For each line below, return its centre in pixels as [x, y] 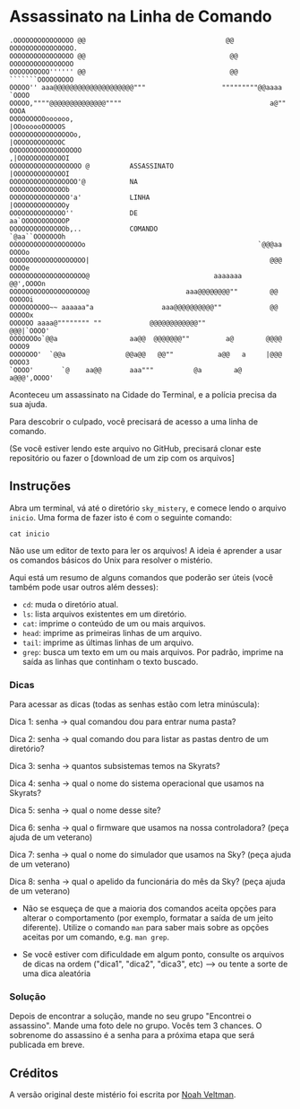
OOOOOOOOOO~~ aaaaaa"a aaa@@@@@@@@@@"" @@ [144, 307]
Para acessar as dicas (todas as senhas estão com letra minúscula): [134, 704]
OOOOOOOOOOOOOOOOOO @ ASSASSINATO [92, 166]
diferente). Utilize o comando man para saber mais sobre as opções [146, 928]
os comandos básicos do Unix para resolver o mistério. [111, 560]
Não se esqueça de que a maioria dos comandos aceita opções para [149, 909]
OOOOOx [21, 315]
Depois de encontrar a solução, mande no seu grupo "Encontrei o [131, 1017]
